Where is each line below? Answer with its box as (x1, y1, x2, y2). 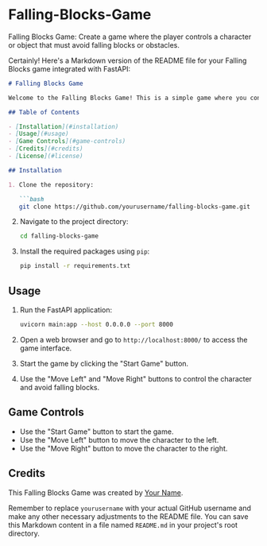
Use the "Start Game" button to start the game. (19, 427, 174, 436)
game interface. (19, 343, 72, 353)
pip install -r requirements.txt (19, 262, 131, 270)
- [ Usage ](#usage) (8, 130, 69, 138)
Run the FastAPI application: (19, 305, 113, 315)
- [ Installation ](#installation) (8, 122, 119, 130)
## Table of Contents (8, 108, 80, 116)
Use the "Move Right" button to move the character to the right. (19, 443, 228, 453)
